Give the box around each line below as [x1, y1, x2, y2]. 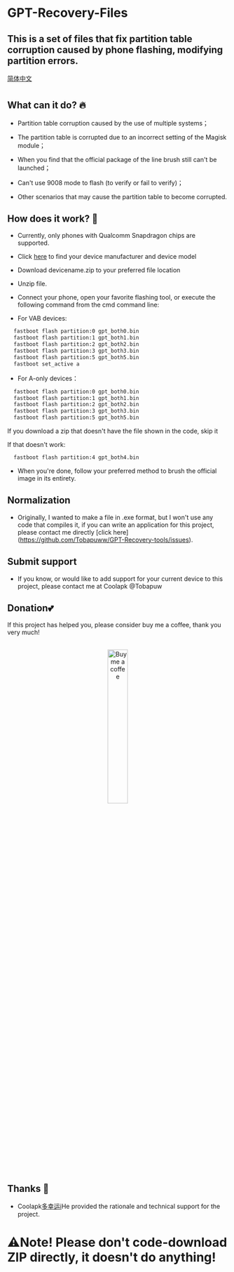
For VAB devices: [17, 314, 67, 323]
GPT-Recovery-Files [7, 5, 128, 21]
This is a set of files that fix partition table [7, 33, 193, 45]
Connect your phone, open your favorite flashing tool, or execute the [17, 293, 216, 302]
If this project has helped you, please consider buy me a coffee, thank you [7, 621, 222, 629]
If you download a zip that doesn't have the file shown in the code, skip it [7, 427, 219, 436]
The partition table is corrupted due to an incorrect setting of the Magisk [17, 133, 227, 141]
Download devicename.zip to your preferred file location [17, 266, 181, 274]
